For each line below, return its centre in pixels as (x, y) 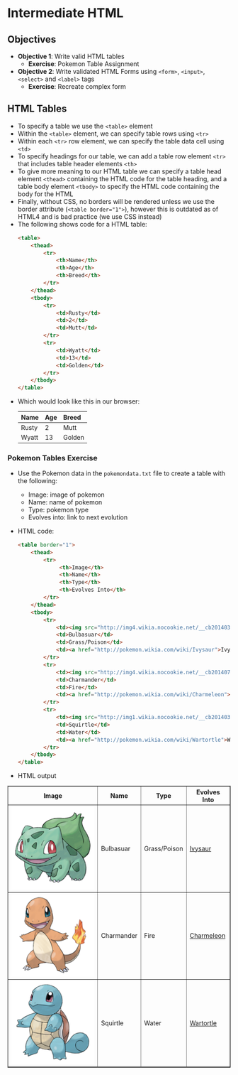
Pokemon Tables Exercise (52, 458)
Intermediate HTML (66, 13)
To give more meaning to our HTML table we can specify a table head (119, 171)
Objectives (32, 39)
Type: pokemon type (58, 509)
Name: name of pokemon (65, 502)
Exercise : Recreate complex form (77, 86)
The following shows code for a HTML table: (82, 224)
